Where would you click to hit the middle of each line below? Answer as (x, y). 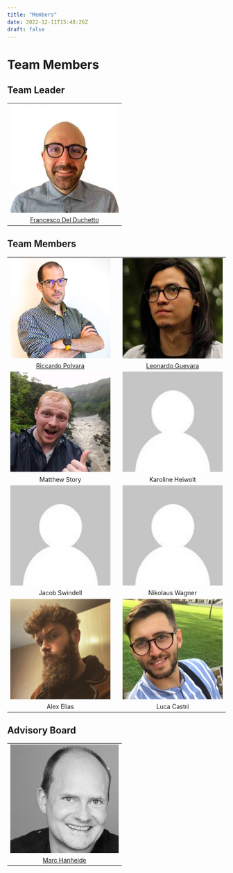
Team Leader (36, 90)
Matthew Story (60, 479)
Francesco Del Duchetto (64, 220)
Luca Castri (172, 707)
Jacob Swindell (60, 593)
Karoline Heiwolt (172, 479)
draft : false (26, 29)
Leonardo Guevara (173, 365)
